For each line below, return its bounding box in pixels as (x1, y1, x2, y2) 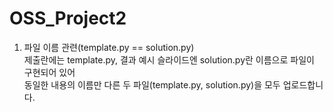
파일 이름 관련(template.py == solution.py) (23, 41, 195, 53)
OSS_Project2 (9, 7, 127, 30)
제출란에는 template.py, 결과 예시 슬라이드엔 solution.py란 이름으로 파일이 (23, 53, 315, 66)
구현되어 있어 (23, 66, 76, 78)
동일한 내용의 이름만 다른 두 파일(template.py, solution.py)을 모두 (23, 78, 281, 91)
